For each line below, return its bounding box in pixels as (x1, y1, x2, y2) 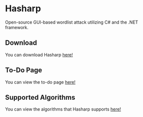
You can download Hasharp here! (5, 52, 73, 58)
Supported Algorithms (5, 93, 75, 101)
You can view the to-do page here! (5, 79, 75, 85)
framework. (5, 24, 29, 30)
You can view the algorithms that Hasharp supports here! (5, 106, 121, 112)
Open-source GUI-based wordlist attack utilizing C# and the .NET (5, 19, 139, 25)
